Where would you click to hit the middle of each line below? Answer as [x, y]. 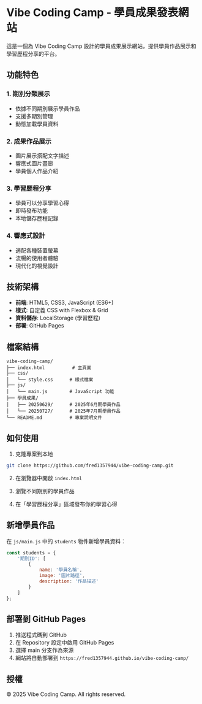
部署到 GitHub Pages [46, 619]
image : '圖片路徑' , [62, 576]
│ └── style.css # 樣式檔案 [50, 380]
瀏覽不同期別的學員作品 [45, 491]
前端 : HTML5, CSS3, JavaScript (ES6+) [64, 303]
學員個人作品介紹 [37, 171]
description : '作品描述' [69, 581]
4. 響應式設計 [26, 235]
